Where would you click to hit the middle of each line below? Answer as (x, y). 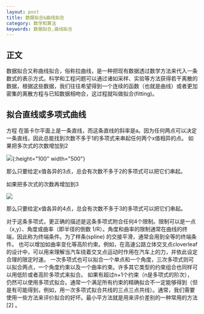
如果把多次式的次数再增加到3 (42, 184)
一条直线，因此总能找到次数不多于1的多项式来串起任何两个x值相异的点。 (97, 138)
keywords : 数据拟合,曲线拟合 (39, 29)
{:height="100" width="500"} (49, 158)
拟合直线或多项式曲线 (46, 115)
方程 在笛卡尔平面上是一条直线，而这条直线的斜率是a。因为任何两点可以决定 (102, 130)
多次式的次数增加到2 (42, 145)
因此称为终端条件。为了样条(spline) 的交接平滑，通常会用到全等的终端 (104, 236)
